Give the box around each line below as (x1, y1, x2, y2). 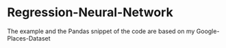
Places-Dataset (7, 34, 51, 42)
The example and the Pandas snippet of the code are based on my (7, 27, 195, 35)
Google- (196, 27, 220, 35)
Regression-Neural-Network (7, 5, 173, 20)
